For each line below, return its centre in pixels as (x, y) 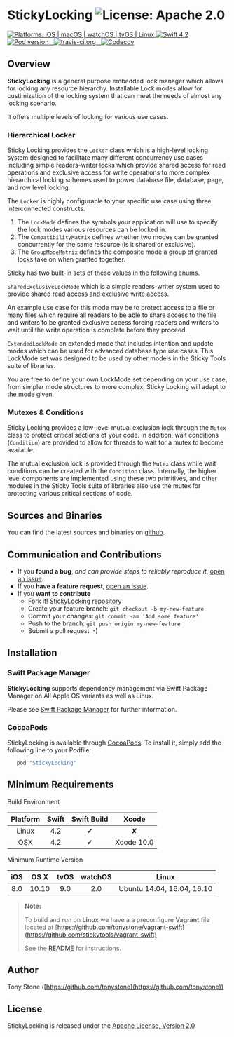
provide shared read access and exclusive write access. (88, 294)
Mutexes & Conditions (46, 412)
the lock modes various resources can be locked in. (92, 230)
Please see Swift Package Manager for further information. (92, 709)
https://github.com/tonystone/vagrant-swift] (121, 927)
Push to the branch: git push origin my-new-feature (104, 623)
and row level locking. (39, 188)
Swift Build (90, 819)
